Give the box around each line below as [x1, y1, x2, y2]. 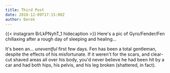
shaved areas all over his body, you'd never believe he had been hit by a [13, 57, 164, 63]
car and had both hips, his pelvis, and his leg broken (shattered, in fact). [5, 62, 156, 68]
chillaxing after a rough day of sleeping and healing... [5, 36, 117, 42]
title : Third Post [5, 7, 44, 13]
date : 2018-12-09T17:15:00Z [5, 12, 65, 17]
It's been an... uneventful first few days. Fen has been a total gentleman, [5, 46, 157, 52]
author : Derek [5, 17, 36, 22]
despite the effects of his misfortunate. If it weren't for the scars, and [5, 51, 150, 57]
